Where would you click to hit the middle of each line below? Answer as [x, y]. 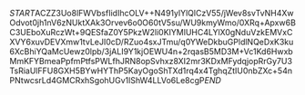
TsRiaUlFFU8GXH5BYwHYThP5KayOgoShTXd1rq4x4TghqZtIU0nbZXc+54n [151, 71]
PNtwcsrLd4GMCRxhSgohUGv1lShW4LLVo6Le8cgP [107, 80]
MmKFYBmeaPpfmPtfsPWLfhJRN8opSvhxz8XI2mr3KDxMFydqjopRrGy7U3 [151, 61]
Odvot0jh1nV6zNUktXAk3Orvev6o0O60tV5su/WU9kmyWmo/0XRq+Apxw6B [152, 23]
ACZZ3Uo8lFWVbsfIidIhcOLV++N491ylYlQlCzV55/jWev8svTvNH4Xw [164, 13]
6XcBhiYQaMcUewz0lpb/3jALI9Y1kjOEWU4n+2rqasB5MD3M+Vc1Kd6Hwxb [151, 52]
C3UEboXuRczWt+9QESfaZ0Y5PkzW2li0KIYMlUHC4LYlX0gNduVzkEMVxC [151, 32]
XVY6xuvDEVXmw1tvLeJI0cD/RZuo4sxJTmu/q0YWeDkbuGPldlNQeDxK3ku [152, 42]
